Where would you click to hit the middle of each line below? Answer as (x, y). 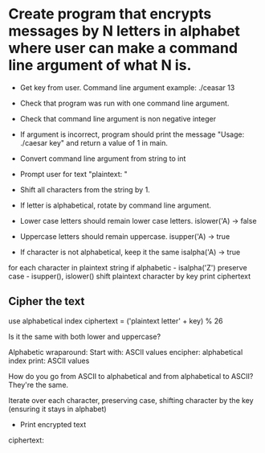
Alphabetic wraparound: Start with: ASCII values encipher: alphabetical (126, 352)
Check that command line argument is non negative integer (118, 118)
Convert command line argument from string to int (103, 159)
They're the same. (39, 385)
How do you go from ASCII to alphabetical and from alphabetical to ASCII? (131, 376)
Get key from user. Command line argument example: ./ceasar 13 (127, 87)
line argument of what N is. (100, 66)
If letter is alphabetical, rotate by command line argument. (115, 205)
